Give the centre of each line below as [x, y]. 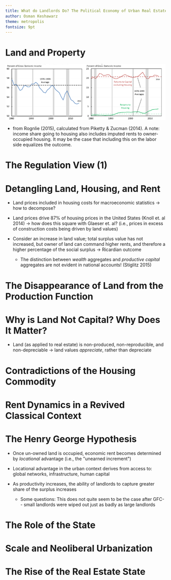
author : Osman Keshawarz [32, 16]
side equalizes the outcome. [42, 145]
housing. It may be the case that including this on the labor [95, 139]
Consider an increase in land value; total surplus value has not [78, 239]
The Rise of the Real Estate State [76, 572]
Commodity [31, 381]
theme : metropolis [25, 21]
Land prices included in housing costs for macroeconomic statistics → [86, 203]
